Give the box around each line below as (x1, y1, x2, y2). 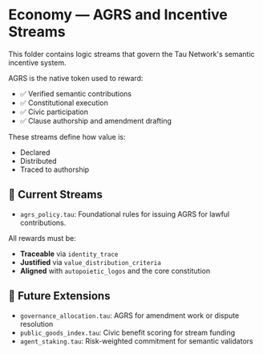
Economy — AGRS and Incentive (8, 6, 229, 24)
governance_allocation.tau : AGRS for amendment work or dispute (19, 311, 240, 320)
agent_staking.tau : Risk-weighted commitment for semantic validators (19, 336, 254, 346)
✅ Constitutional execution (19, 98, 108, 108)
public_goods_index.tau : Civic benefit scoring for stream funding (19, 328, 236, 337)
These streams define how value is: (8, 132, 126, 141)
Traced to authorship (19, 165, 90, 174)
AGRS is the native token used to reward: (8, 73, 144, 83)
